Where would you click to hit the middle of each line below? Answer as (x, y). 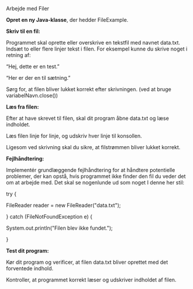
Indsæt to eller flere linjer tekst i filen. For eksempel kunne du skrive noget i (97, 49)
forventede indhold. (30, 268)
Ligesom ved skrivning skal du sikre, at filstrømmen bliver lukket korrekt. (93, 147)
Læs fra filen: (23, 107)
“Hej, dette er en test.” (33, 66)
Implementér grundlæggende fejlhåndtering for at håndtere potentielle (91, 170)
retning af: (18, 55)
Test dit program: (27, 251)
